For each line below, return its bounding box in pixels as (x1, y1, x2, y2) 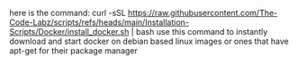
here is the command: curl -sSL (9, 8, 126, 18)
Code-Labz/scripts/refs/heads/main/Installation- (9, 17, 189, 28)
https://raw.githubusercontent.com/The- (127, 8, 278, 18)
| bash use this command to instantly (131, 27, 268, 37)
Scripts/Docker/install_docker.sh (9, 27, 130, 37)
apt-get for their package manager (9, 45, 138, 56)
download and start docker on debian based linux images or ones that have (9, 36, 290, 46)
